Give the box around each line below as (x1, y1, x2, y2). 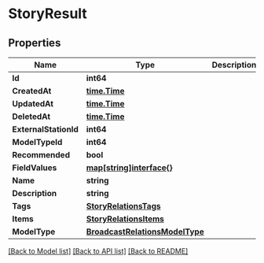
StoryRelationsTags (86, 201, 161, 211)
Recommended (12, 150, 71, 160)
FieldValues (12, 162, 57, 173)
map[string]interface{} (86, 162, 173, 173)
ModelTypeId (12, 137, 63, 147)
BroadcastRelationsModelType (86, 226, 204, 237)
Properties (8, 36, 61, 50)
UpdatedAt (12, 98, 53, 109)
